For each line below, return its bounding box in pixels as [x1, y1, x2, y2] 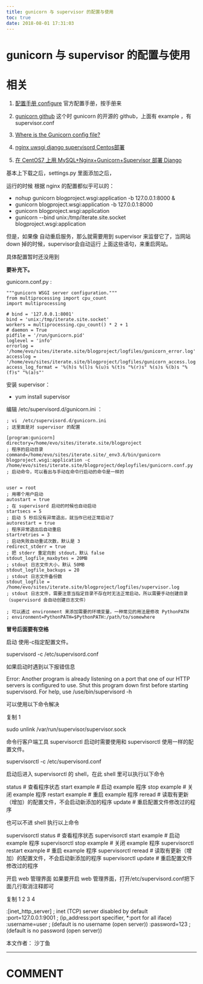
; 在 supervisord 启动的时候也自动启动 [6, 503, 97, 509]
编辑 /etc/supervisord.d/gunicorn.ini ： [6, 405, 103, 413]
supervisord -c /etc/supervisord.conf [6, 650, 98, 658]
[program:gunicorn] [6, 434, 56, 440]
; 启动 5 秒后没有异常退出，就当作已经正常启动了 [6, 514, 115, 521]
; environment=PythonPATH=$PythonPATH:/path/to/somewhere [6, 614, 155, 620]
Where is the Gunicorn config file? [14, 131, 101, 138]
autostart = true [6, 496, 50, 502]
